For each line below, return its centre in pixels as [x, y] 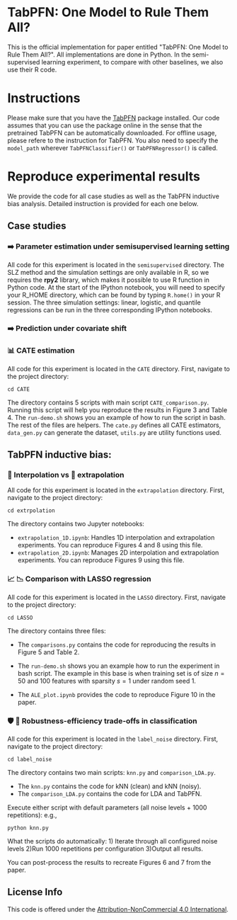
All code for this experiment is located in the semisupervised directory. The [116, 265]
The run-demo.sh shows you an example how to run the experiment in [118, 666]
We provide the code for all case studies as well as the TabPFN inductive [113, 196]
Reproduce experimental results [104, 177]
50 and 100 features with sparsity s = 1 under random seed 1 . [107, 681]
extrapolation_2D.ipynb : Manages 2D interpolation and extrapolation [118, 552]
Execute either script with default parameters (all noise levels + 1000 [107, 807]
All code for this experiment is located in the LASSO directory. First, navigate [117, 597]
